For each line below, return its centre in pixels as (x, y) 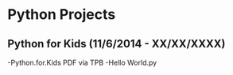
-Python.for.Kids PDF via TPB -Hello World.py (82, 62)
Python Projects (62, 15)
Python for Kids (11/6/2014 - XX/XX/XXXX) (116, 44)
